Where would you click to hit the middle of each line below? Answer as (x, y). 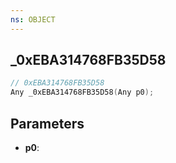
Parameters (47, 123)
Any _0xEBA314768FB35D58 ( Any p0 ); (82, 92)
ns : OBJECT (33, 19)
